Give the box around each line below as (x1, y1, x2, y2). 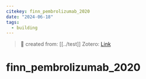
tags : (6, 19, 19, 25)
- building (11, 24, 38, 31)
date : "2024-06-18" (6, 14, 54, 20)
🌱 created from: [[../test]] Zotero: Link (20, 41, 111, 48)
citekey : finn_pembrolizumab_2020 (6, 8, 91, 15)
